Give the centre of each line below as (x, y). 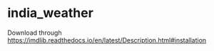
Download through (35, 33)
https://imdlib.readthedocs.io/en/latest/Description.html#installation (107, 40)
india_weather (51, 13)
